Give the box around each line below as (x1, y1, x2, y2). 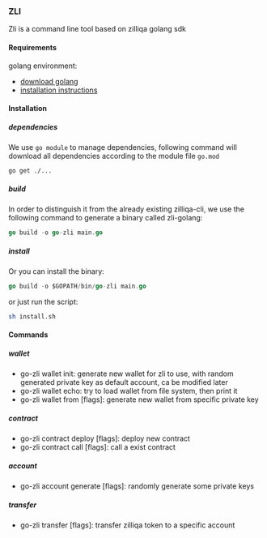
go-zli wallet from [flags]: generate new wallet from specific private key (19, 395, 259, 404)
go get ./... (8, 167, 53, 175)
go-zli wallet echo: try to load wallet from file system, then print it (19, 386, 238, 396)
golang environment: (8, 61, 78, 70)
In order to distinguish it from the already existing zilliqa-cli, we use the (8, 204, 245, 214)
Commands (8, 330, 49, 339)
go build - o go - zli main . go (8, 228, 104, 237)
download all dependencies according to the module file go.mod (8, 152, 220, 161)
